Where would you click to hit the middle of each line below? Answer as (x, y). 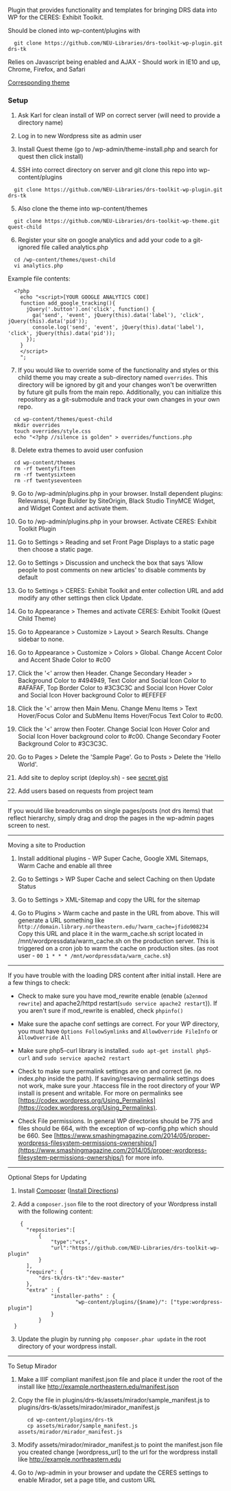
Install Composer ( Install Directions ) (68, 1191)
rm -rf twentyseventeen (48, 481)
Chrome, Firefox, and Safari (47, 69)
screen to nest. (29, 825)
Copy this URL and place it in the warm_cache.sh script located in (110, 934)
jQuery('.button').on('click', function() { (90, 309)
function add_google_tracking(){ (68, 303)
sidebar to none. (41, 640)
